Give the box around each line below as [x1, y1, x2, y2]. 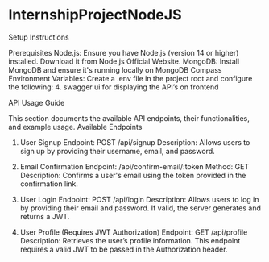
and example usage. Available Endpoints [8, 122, 143, 131]
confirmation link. [19, 179, 78, 189]
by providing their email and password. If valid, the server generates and [19, 203, 262, 213]
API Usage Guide [8, 98, 65, 107]
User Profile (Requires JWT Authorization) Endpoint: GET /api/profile [19, 227, 248, 237]
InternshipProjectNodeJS [8, 6, 182, 24]
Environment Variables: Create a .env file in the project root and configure [8, 73, 253, 83]
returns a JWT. [19, 211, 70, 221]
